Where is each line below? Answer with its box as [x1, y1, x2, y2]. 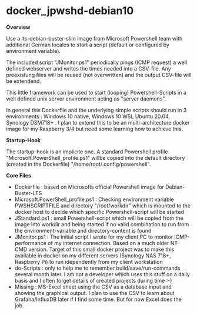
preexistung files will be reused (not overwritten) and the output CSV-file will [6, 71, 192, 78]
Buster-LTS [14, 189, 42, 196]
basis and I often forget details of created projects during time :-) [14, 277, 172, 284]
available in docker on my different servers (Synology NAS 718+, [14, 252, 172, 259]
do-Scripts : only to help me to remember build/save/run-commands [14, 264, 181, 272]
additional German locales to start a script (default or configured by [6, 41, 169, 48]
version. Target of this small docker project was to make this [28, 246, 175, 253]
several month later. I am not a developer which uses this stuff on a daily [14, 270, 190, 277]
